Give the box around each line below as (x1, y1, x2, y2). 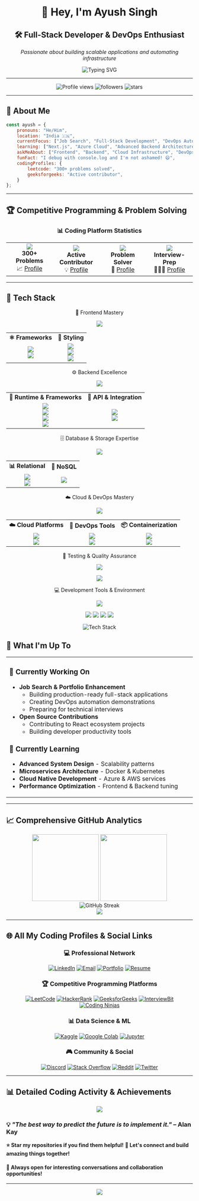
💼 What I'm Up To (6, 641, 71, 651)
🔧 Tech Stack (6, 293, 56, 303)
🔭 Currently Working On (9, 667, 90, 676)
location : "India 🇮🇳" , (17, 133, 75, 139)
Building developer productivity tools (29, 727, 131, 736)
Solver (113, 258, 133, 266)
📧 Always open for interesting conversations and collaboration (6, 1164, 163, 1171)
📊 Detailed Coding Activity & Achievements (6, 1087, 172, 1097)
